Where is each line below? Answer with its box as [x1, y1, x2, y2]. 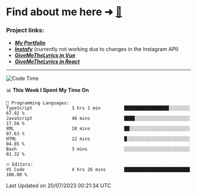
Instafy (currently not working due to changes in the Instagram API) [14, 46, 179, 53]
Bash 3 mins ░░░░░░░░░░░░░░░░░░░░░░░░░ [6, 146, 191, 152]
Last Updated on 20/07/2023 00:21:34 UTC [6, 182, 111, 189]
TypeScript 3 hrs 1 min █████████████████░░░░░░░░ [6, 105, 191, 111]
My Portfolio [14, 39, 46, 46]
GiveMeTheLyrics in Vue [14, 52, 76, 59]
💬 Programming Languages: [6, 100, 69, 106]
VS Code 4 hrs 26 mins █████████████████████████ [6, 167, 191, 173]
